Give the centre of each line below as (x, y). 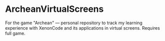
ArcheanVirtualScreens (54, 9)
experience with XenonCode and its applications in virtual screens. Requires (82, 28)
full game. (15, 33)
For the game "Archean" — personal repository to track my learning (74, 23)
